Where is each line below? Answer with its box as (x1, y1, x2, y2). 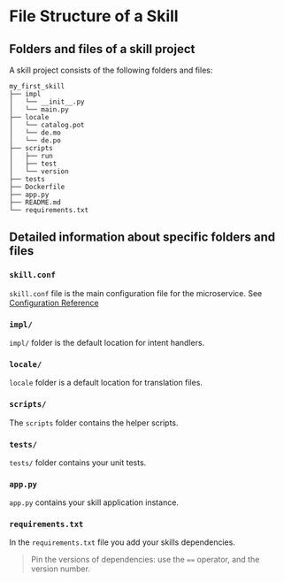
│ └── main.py (9, 105, 69, 114)
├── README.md (9, 198, 62, 207)
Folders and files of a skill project (9, 42, 196, 57)
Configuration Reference (9, 297, 99, 308)
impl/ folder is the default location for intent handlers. (9, 337, 205, 348)
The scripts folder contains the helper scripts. (9, 417, 179, 428)
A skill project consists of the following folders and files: (9, 65, 213, 75)
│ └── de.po (9, 136, 62, 145)
